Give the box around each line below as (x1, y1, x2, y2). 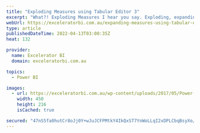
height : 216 (17, 102, 46, 107)
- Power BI (11, 74, 39, 80)
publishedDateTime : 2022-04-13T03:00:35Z (6, 31, 111, 37)
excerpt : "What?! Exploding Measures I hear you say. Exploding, (6, 14, 171, 20)
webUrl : (6, 20, 26, 26)
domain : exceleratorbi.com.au (11, 58, 86, 64)
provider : (6, 47, 31, 53)
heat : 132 (6, 36, 31, 42)
